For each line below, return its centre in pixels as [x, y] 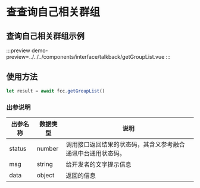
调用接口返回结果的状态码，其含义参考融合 [126, 144]
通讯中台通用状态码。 [96, 153]
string [45, 164]
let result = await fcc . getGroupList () [56, 91]
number [48, 148]
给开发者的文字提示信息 [99, 164]
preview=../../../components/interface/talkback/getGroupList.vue [85, 57]
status [18, 148]
